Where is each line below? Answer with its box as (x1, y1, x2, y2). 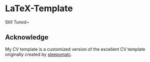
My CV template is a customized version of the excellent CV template (5, 46, 146, 52)
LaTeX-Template (5, 3, 73, 14)
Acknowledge (5, 33, 49, 41)
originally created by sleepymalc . (5, 51, 72, 57)
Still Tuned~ (5, 19, 30, 25)
